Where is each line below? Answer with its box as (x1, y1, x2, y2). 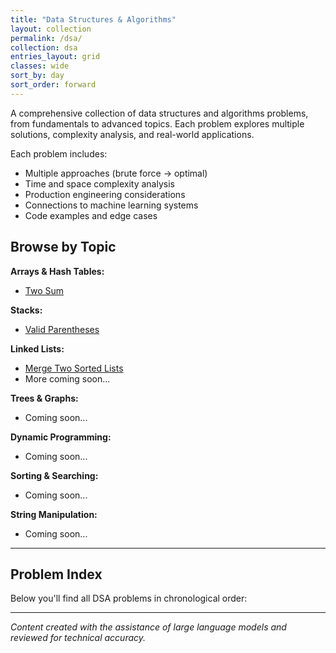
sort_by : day (10, 71, 65, 81)
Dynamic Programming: (10, 431, 112, 443)
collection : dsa (10, 42, 78, 53)
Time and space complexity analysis (24, 177, 175, 190)
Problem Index (10, 566, 103, 583)
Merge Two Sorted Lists (24, 362, 124, 374)
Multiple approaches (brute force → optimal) (24, 167, 208, 179)
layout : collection (10, 24, 92, 34)
